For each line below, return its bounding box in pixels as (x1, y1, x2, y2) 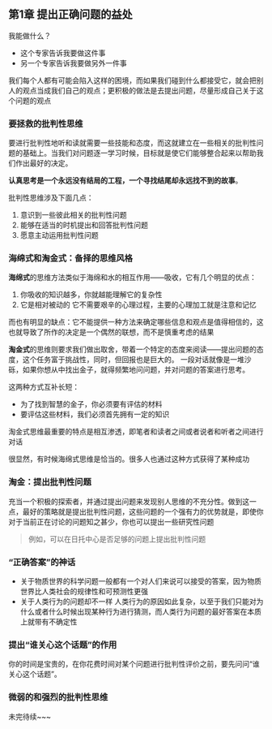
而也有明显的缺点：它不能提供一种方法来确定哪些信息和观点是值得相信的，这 (8, 317, 264, 327)
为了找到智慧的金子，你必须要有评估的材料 (19, 399, 163, 409)
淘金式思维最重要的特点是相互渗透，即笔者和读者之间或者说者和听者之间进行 (8, 427, 264, 437)
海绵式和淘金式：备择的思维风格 (8, 252, 134, 264)
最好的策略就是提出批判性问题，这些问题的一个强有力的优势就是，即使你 (22, 507, 264, 516)
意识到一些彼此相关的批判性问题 (19, 210, 127, 220)
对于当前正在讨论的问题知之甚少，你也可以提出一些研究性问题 (8, 516, 215, 526)
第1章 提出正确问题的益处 (8, 7, 134, 22)
